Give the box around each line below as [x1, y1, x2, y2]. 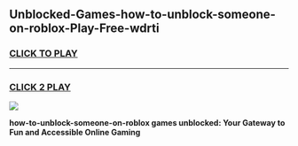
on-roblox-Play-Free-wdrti [9, 21, 160, 36]
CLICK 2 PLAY [9, 81, 71, 93]
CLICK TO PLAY [9, 48, 78, 60]
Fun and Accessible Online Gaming [9, 127, 141, 137]
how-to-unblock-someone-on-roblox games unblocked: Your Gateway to [9, 117, 286, 127]
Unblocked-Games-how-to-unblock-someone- [9, 7, 277, 22]
